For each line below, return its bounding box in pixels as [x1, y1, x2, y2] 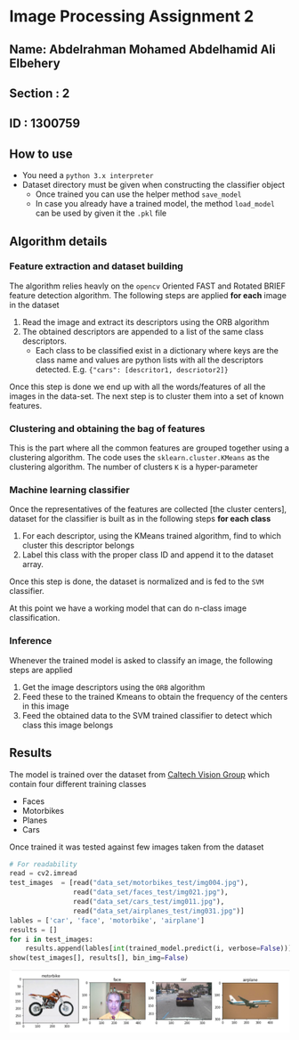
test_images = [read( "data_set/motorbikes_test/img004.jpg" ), [9, 879, 249, 888]
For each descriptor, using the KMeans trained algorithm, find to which [21, 531, 282, 541]
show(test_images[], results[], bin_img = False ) [9, 954, 190, 963]
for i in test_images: [9, 935, 93, 944]
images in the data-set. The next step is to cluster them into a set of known [9, 390, 285, 402]
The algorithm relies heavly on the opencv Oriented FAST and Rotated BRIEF [9, 280, 287, 291]
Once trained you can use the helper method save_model [35, 189, 242, 199]
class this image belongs [21, 719, 114, 730]
